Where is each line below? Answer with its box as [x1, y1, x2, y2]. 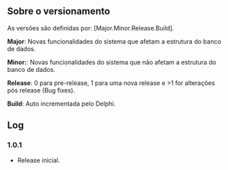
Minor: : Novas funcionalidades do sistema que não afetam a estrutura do [7, 58, 217, 66]
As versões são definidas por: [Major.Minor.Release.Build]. [7, 23, 175, 32]
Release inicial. [17, 155, 60, 164]
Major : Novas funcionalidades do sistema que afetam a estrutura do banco [7, 37, 222, 46]
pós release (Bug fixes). [7, 86, 76, 94]
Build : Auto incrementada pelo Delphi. [7, 100, 116, 108]
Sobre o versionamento [7, 6, 111, 17]
